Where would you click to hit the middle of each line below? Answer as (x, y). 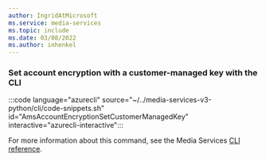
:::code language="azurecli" (55, 100)
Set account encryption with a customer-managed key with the (133, 73)
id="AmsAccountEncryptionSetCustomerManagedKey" (98, 117)
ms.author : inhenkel (43, 45)
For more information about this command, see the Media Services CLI (124, 140)
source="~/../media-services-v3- (157, 100)
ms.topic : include (39, 30)
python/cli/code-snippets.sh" (57, 109)
